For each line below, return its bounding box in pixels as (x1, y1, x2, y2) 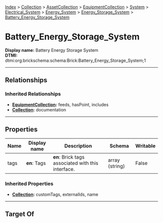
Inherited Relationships (5, 90, 61, 97)
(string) (108, 163, 125, 170)
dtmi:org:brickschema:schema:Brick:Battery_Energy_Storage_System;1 (5, 58, 146, 63)
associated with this (53, 160, 98, 166)
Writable (135, 143, 156, 149)
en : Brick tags (53, 154, 85, 161)
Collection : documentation (12, 106, 66, 113)
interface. (53, 166, 75, 173)
